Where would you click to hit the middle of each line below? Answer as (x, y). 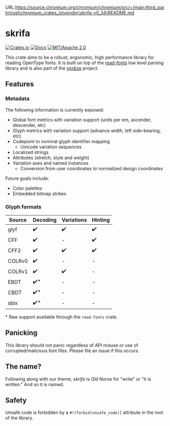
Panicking (21, 333)
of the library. (19, 418)
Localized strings (31, 152)
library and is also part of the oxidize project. (52, 68)
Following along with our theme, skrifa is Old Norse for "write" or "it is (78, 379)
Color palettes (27, 188)
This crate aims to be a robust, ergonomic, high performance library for (80, 57)
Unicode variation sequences (51, 147)
